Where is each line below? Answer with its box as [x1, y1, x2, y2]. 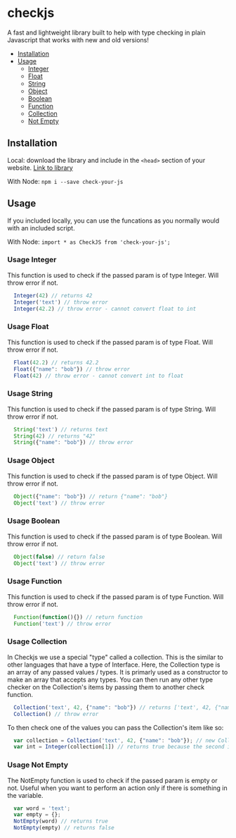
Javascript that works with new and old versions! [7, 35, 149, 44]
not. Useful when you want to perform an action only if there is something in [7, 784, 228, 792]
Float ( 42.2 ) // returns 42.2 [13, 359, 99, 366]
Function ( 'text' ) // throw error [13, 620, 112, 627]
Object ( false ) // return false [13, 553, 105, 560]
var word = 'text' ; [13, 805, 71, 812]
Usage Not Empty [7, 760, 69, 770]
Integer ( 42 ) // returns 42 [13, 292, 93, 299]
